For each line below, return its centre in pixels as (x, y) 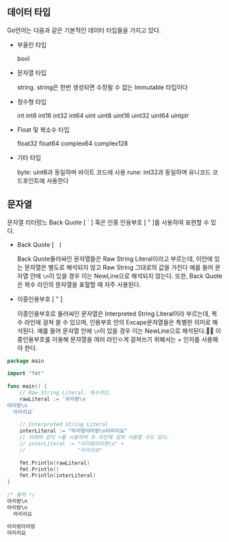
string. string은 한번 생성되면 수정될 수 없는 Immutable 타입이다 (102, 87)
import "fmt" (26, 374)
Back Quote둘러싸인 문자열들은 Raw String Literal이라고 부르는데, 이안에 (115, 259)
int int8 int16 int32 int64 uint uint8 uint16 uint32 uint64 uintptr (103, 115)
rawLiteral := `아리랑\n (53, 399)
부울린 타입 (32, 45)
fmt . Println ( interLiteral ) (58, 475)
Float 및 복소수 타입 (43, 130)
